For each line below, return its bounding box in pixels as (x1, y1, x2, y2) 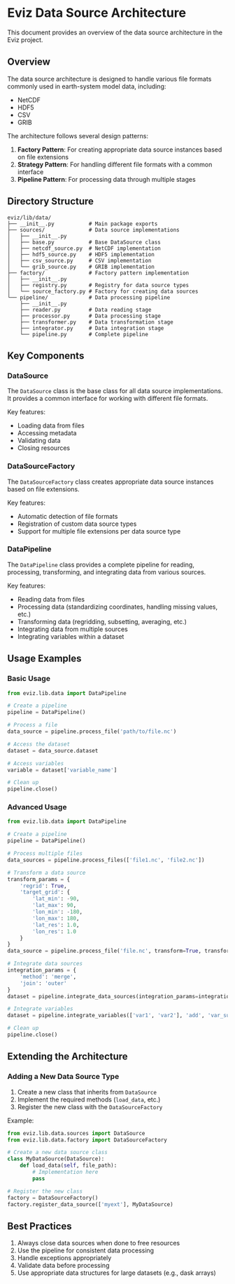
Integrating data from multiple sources (17, 625, 128, 633)
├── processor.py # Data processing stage (20, 312, 161, 319)
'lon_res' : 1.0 (32, 928, 77, 935)
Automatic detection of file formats (17, 512, 118, 520)
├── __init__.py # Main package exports (7, 220, 158, 227)
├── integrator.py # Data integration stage (20, 324, 164, 331)
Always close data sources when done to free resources (17, 1239, 180, 1247)
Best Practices (7, 1220, 72, 1232)
